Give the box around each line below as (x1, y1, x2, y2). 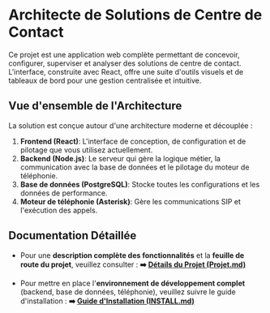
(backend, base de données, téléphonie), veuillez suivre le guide (19, 286, 237, 297)
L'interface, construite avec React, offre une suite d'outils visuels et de (8, 66, 244, 76)
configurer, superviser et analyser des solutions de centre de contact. (8, 58, 242, 68)
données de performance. (19, 188, 108, 198)
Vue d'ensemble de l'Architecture (8, 99, 182, 113)
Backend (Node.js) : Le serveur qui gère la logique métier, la (19, 153, 221, 163)
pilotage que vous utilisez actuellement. (19, 144, 153, 155)
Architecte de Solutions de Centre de (8, 6, 263, 24)
